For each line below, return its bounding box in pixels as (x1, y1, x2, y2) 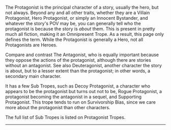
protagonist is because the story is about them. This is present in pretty (5, 26, 155, 32)
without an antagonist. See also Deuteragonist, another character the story (5, 63, 162, 68)
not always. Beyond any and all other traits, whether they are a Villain (5, 10, 150, 16)
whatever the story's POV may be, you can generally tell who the (5, 20, 141, 26)
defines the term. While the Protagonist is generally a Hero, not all (5, 36, 144, 42)
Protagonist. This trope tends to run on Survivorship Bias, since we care (5, 99, 156, 105)
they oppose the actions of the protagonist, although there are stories (5, 57, 151, 63)
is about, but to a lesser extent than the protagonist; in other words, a (5, 68, 151, 74)
